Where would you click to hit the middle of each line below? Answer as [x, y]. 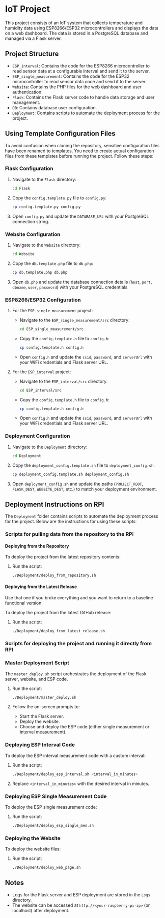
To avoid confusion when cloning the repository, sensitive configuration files [82, 145]
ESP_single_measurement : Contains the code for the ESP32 [71, 76]
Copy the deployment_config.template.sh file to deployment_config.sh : [83, 465]
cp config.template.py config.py [46, 207]
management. [26, 102]
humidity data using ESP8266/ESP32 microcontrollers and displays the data [82, 28]
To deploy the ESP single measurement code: [51, 807]
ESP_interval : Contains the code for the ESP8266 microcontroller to [81, 66]
